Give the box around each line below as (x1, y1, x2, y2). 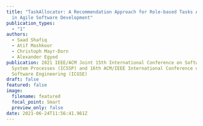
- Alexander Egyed (11, 54, 59, 60)
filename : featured (11, 93, 61, 99)
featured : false (6, 82, 47, 88)
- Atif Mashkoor (11, 43, 53, 49)
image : (6, 88, 23, 94)
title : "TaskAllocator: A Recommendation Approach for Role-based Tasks (6, 8, 193, 15)
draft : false (6, 76, 39, 82)
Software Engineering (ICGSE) (11, 71, 88, 77)
